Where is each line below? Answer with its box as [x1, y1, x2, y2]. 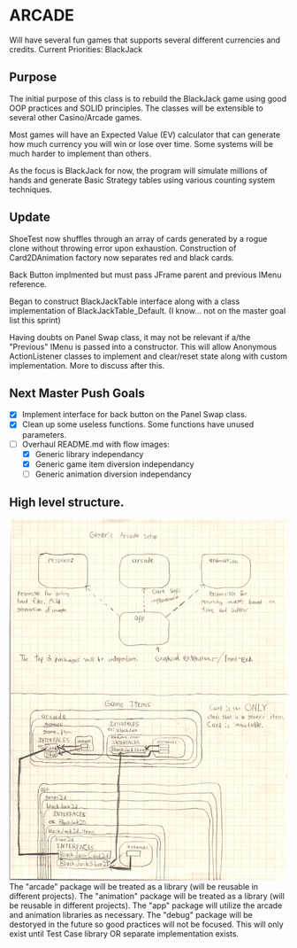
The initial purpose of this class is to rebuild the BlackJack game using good [9, 93, 287, 104]
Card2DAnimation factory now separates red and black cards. [9, 252, 234, 262]
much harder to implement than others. [9, 148, 152, 159]
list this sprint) [9, 315, 61, 325]
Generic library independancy [34, 448, 144, 459]
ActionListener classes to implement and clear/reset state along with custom [9, 351, 288, 361]
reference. [9, 278, 47, 289]
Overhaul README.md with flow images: [21, 439, 170, 449]
